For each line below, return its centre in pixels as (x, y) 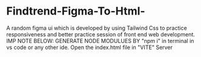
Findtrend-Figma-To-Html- (76, 11)
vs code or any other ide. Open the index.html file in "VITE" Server (90, 47)
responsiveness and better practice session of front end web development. (101, 34)
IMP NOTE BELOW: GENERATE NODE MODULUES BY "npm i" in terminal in (100, 41)
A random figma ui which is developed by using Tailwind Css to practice (97, 28)
